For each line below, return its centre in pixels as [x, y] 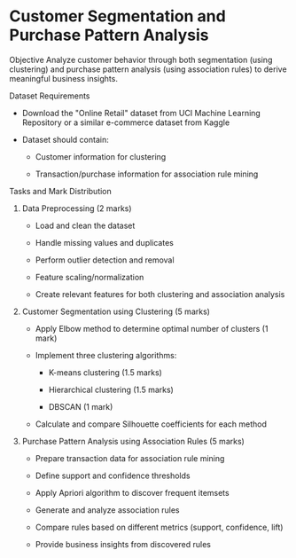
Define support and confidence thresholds [113, 475]
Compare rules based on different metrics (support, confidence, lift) [159, 527]
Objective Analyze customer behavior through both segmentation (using [141, 59]
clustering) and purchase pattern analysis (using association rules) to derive [148, 69]
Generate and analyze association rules [107, 510]
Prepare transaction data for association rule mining [130, 458]
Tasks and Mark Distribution [61, 191]
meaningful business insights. [63, 78]
